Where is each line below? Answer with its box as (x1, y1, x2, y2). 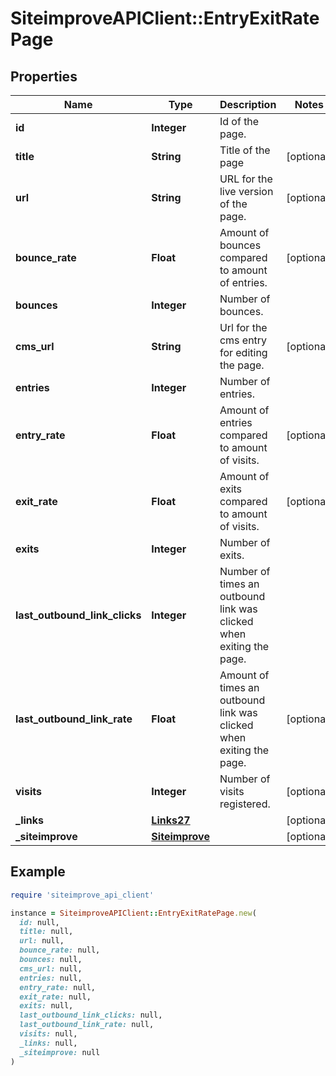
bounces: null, (19, 955, 83, 965)
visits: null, (19, 1029, 78, 1039)
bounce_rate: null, (19, 945, 101, 956)
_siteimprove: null (19, 1047, 101, 1057)
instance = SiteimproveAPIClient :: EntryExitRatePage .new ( (10, 908, 257, 918)
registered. (219, 797, 271, 811)
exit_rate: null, (19, 992, 92, 1002)
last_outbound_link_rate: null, (19, 1020, 155, 1030)
